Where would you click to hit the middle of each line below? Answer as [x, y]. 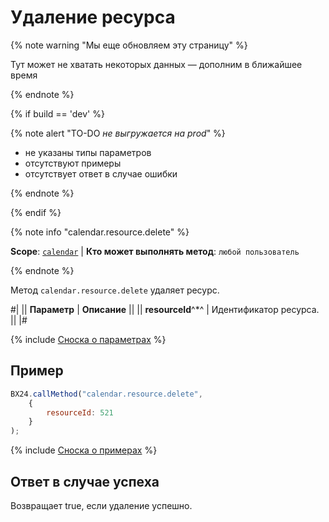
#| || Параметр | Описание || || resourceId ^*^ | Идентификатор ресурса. [165, 309]
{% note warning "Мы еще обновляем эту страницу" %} [129, 45]
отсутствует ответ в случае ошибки [101, 173]
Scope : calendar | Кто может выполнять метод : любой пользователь [155, 251]
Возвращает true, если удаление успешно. [101, 505]
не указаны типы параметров [88, 152]
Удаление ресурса [93, 17]
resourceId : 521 [80, 412]
